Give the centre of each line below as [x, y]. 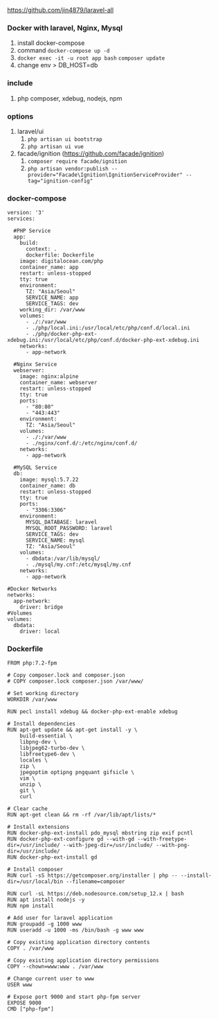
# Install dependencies [42, 724]
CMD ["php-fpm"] [30, 1009]
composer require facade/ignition [77, 161]
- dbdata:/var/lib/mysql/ [63, 559]
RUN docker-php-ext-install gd [52, 857]
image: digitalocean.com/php [62, 262]
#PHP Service [32, 231]
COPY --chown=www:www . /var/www [55, 967]
